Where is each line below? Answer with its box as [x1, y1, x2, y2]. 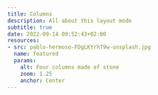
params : [14, 57, 37, 64]
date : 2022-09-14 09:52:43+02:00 [7, 30, 107, 38]
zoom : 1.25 [20, 70, 53, 77]
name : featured [14, 51, 59, 58]
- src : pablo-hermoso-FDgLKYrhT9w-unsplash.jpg [7, 44, 152, 51]
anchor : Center [20, 76, 65, 84]
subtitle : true [7, 24, 53, 31]
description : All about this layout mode [7, 17, 132, 24]
